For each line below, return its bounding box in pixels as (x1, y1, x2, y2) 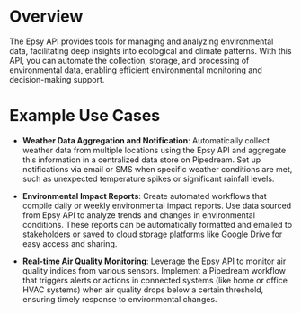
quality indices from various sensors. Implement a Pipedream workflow (22, 265, 286, 275)
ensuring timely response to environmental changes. (22, 293, 217, 304)
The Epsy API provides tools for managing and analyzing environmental (9, 36, 274, 47)
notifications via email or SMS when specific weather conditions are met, (22, 163, 293, 174)
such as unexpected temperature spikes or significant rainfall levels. (22, 173, 275, 184)
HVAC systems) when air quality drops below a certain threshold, (22, 284, 264, 295)
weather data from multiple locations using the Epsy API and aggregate (22, 144, 287, 155)
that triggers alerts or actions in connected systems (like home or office (22, 274, 288, 285)
